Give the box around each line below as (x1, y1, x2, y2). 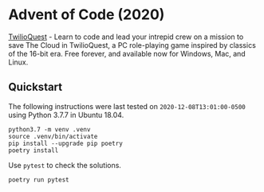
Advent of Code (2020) (8, 6, 165, 24)
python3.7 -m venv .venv (8, 125, 91, 133)
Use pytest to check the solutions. (8, 160, 122, 170)
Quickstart (8, 80, 63, 94)
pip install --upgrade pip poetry (8, 139, 124, 147)
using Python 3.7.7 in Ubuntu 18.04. (8, 110, 124, 120)
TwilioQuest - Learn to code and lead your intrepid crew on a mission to (8, 32, 244, 41)
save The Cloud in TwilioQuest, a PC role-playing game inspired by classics (8, 40, 257, 49)
